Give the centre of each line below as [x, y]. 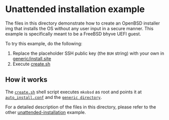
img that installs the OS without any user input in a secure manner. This [79, 28]
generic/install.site [32, 58]
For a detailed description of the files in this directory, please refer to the [81, 107]
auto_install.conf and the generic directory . [54, 97]
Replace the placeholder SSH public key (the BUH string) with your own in [88, 53]
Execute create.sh [31, 64]
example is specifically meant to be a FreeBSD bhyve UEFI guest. [73, 34]
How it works [26, 80]
